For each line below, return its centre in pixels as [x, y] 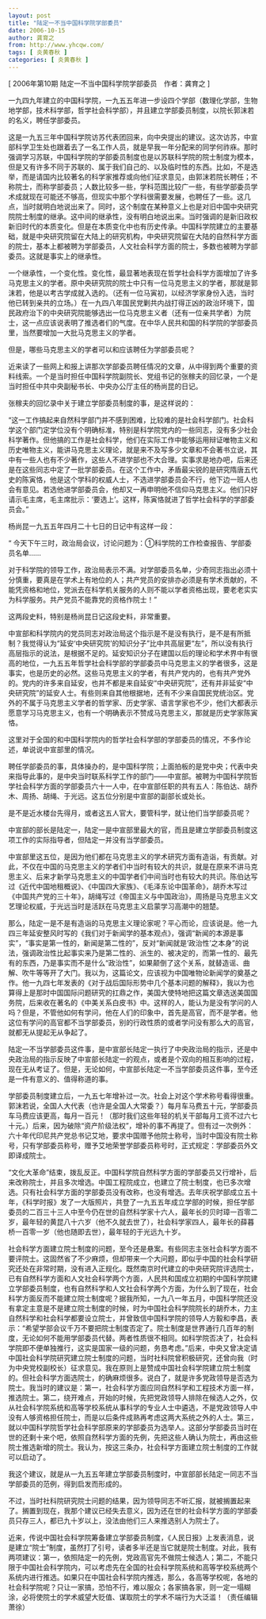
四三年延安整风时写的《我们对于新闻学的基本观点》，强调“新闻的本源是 [123, 933]
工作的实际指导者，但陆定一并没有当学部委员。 [91, 839]
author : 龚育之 [31, 38]
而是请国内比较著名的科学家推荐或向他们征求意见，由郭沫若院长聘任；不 [140, 176]
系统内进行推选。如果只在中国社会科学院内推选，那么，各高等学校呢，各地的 [133, 1577]
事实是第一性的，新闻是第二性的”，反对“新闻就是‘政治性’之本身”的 [135, 942]
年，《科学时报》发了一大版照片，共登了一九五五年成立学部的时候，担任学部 [131, 1202]
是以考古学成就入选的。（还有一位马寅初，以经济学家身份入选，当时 [145, 293]
